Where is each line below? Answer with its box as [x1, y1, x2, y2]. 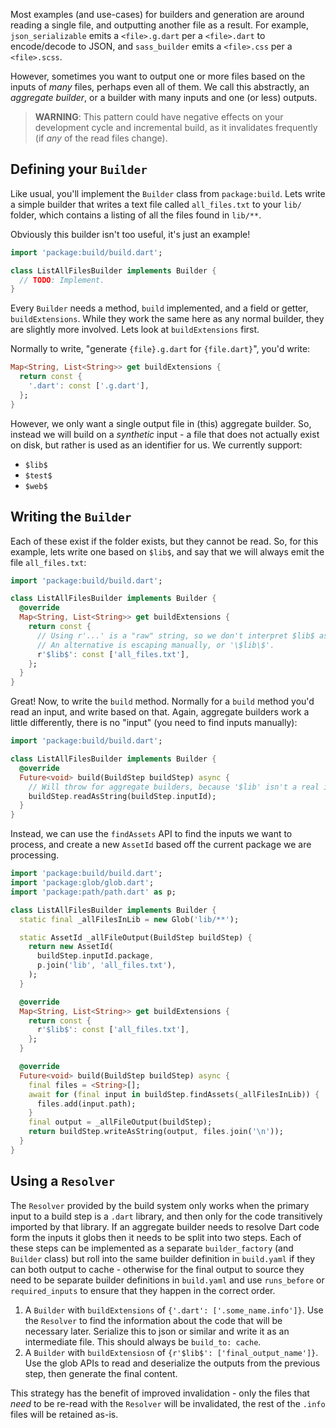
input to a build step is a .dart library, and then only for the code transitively [10, 1210, 323, 1222]
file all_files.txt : [10, 556, 87, 568]
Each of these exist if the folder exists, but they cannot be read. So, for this [10, 535, 319, 547]
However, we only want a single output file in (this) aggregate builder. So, [10, 417, 312, 429]
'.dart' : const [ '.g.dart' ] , [28, 381, 150, 391]
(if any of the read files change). [34, 132, 168, 144]
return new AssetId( [28, 942, 114, 952]
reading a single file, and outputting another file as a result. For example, [10, 19, 309, 31]
